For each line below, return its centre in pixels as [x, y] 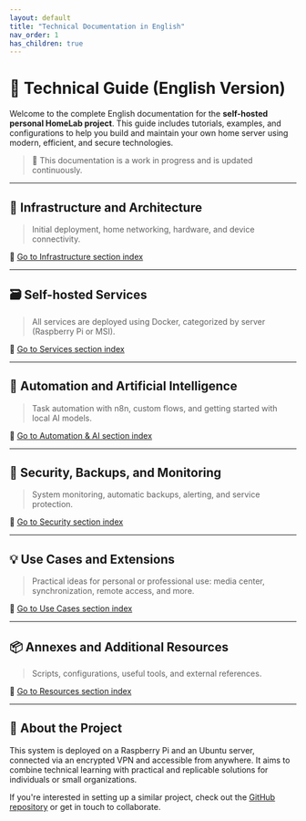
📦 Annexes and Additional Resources [119, 647]
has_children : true [46, 43]
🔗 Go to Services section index [67, 348]
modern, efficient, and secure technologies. [92, 143]
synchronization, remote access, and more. [113, 591]
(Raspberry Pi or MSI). [73, 331]
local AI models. [62, 418]
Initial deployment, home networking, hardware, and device [143, 229]
